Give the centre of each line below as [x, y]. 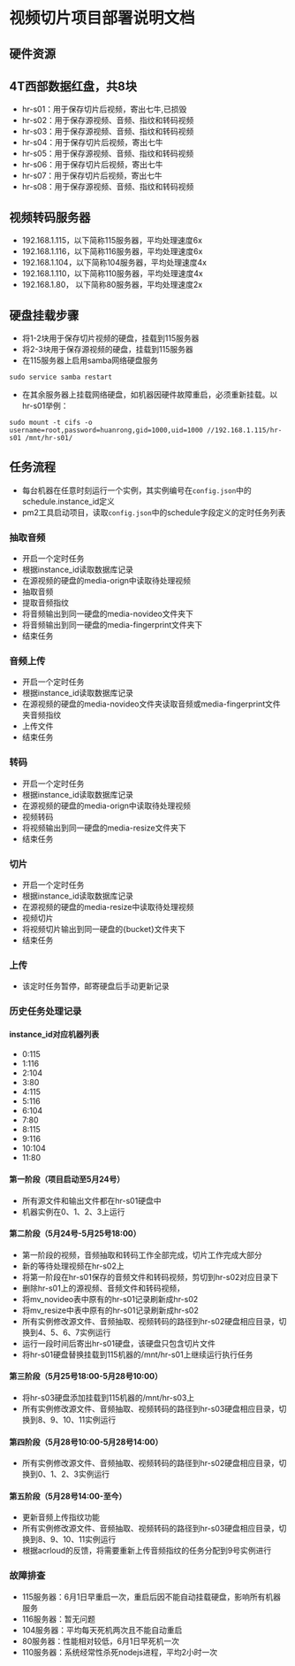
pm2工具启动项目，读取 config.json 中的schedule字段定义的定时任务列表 [154, 512]
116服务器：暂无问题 [58, 1619]
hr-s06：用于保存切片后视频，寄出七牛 [92, 165]
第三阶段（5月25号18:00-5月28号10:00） [86, 1377]
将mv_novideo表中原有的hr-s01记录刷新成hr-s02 [110, 1299]
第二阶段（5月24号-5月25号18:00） [75, 1234]
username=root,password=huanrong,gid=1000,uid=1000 [106, 430]
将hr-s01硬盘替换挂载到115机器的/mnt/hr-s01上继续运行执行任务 [137, 1354]
